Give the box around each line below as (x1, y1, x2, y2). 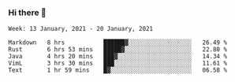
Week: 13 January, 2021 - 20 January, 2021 (8, 25, 154, 33)
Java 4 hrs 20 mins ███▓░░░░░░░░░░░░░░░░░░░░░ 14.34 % (8, 53, 227, 61)
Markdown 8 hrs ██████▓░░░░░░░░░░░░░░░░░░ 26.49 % (8, 39, 227, 47)
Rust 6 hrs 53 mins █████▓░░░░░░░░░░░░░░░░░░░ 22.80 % (8, 46, 227, 54)
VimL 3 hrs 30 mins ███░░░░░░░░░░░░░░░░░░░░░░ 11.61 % (8, 59, 227, 68)
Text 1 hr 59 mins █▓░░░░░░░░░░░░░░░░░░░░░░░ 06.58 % (8, 66, 227, 74)
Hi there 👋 (8, 7, 47, 18)
